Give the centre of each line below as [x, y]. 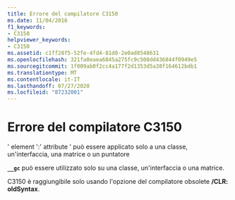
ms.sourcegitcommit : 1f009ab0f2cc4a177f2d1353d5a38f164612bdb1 [102, 66]
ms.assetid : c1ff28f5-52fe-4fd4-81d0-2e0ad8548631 [83, 54]
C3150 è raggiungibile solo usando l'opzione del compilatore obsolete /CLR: [117, 182]
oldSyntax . [24, 189]
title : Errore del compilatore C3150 [63, 14]
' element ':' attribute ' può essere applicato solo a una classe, [98, 147]
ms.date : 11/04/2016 [38, 20]
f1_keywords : [26, 27]
